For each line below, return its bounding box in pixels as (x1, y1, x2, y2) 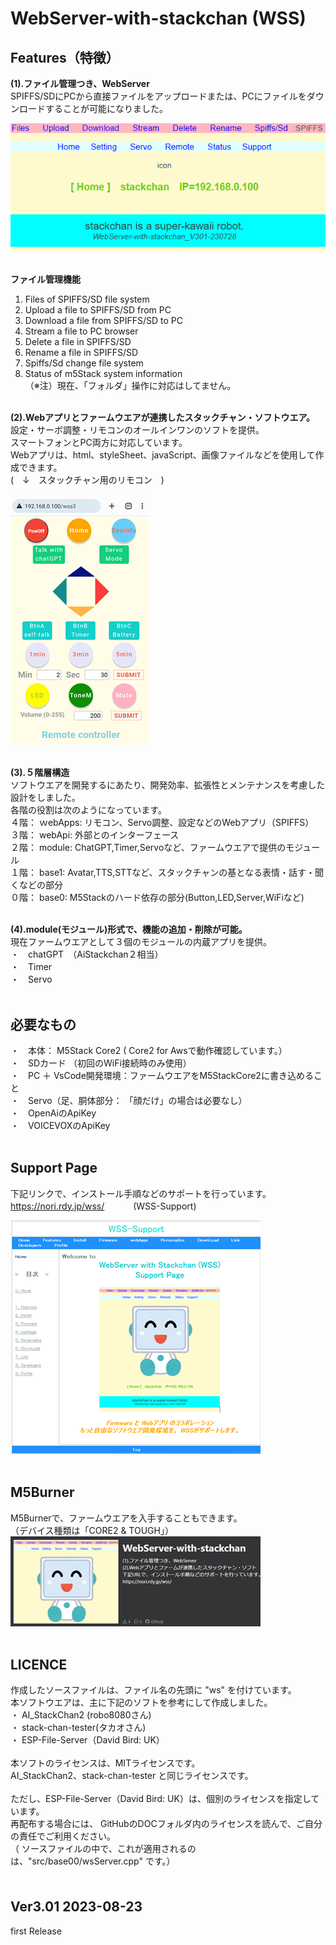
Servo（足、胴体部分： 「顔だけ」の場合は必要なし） (27, 1094, 248, 1106)
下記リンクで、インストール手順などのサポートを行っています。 (10, 1187, 272, 1199)
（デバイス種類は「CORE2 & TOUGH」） (10, 1524, 174, 1536)
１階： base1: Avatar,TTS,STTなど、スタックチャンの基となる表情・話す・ (10, 867, 315, 879)
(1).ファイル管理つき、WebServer (10, 78, 150, 89)
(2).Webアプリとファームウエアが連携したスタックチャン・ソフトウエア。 (10, 412, 316, 424)
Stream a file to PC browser (24, 325, 139, 337)
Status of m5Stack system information (24, 368, 183, 380)
